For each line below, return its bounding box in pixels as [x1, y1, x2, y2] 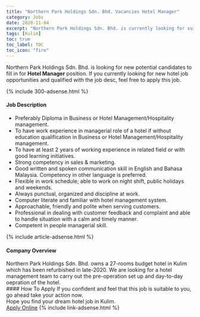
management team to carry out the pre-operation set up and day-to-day [6, 272, 183, 280]
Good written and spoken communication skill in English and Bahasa [14, 164, 183, 172]
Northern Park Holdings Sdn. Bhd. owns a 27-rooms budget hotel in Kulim [6, 260, 187, 267]
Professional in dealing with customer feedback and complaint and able [14, 209, 190, 216]
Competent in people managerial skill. [14, 221, 108, 229]
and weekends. [14, 183, 52, 191]
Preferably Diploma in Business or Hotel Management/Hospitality [14, 114, 174, 122]
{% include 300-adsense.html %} [6, 87, 89, 95]
